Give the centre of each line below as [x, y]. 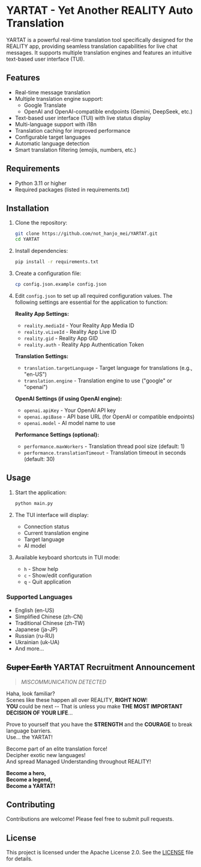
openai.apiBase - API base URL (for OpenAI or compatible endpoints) [109, 416]
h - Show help [41, 569]
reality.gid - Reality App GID [61, 338]
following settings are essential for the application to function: [91, 302]
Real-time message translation [52, 92]
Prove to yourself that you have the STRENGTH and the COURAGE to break [100, 724]
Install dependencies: [41, 251]
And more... [29, 648]
